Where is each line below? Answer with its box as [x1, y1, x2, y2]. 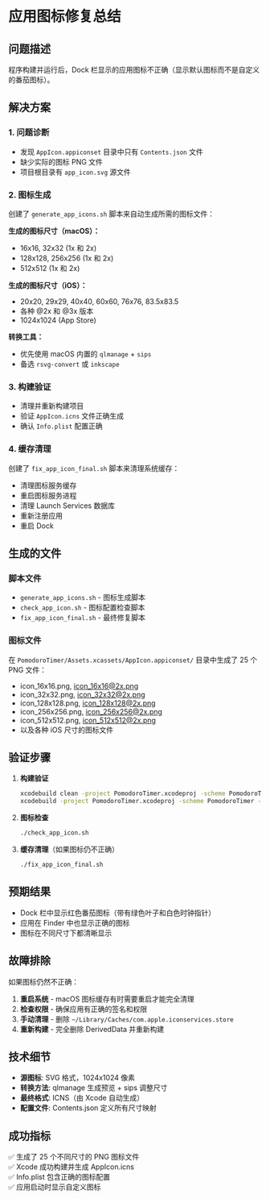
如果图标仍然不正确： [8, 976, 79, 986]
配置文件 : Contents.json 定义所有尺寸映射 [19, 1103, 157, 1113]
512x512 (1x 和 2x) [19, 263, 80, 273]
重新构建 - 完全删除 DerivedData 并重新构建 [19, 1024, 165, 1034]
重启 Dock [19, 521, 54, 531]
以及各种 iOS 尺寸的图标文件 [19, 725, 114, 735]
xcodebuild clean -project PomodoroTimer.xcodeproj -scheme [19, 789, 226, 798]
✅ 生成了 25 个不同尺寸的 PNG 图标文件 [8, 1152, 140, 1162]
